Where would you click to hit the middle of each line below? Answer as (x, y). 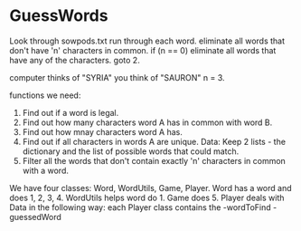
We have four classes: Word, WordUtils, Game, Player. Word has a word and (150, 188)
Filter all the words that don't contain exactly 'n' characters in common (154, 160)
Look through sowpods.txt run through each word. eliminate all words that (147, 41)
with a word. (46, 170)
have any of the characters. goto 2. (75, 60)
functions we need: (45, 95)
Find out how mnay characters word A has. (103, 131)
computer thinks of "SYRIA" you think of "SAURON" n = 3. (117, 77)
